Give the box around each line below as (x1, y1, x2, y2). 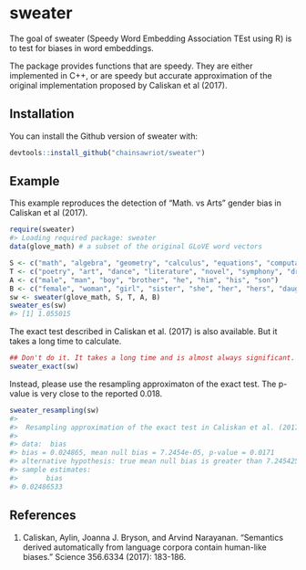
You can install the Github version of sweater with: (9, 131, 199, 142)
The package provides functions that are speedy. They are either (9, 60, 253, 71)
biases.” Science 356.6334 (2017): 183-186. (22, 551, 187, 562)
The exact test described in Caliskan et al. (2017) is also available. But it (9, 326, 278, 337)
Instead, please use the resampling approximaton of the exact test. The (9, 378, 277, 389)
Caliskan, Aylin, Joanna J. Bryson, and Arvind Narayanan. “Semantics (22, 532, 284, 543)
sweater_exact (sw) (9, 362, 79, 372)
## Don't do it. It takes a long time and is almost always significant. (9, 354, 296, 363)
